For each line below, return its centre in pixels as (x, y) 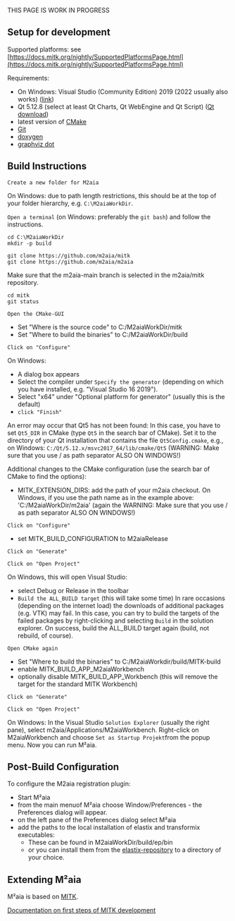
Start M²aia (34, 798)
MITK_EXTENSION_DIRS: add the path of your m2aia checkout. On (114, 490)
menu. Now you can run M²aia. (52, 745)
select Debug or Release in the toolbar (73, 590)
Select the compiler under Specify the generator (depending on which (120, 382)
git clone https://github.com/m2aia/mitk (69, 256)
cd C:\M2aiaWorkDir (36, 237)
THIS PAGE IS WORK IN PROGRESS (59, 10)
